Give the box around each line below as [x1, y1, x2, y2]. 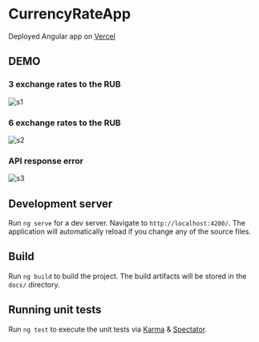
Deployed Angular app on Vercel [8, 31, 116, 41]
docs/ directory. [8, 279, 60, 289]
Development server [8, 197, 113, 210]
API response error [8, 155, 84, 166]
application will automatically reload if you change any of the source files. [8, 226, 251, 237]
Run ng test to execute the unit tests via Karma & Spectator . [8, 324, 208, 334]
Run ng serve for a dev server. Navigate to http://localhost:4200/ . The [8, 218, 246, 228]
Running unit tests [8, 303, 102, 317]
